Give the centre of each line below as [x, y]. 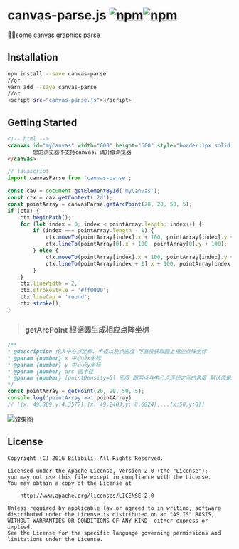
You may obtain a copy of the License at [70, 483]
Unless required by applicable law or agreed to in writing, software [114, 508]
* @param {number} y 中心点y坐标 [54, 365]
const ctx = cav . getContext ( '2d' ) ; [60, 198]
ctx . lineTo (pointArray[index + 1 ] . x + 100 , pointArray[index [138, 263]
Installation [33, 57]
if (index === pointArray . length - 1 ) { [94, 231]
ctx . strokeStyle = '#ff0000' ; [65, 291]
